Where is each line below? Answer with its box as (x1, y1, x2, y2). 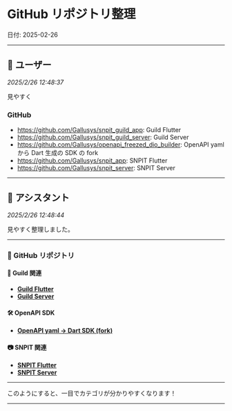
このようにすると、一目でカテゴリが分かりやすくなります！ (7, 389, 177, 398)
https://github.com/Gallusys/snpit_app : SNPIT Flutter (17, 156, 168, 165)
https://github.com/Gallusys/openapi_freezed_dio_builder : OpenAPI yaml (17, 140, 224, 149)
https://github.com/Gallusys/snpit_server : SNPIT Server (17, 164, 176, 172)
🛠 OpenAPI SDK (7, 309, 55, 317)
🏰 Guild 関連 (7, 269, 42, 277)
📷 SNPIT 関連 (7, 343, 47, 351)
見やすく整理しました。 (7, 225, 74, 233)
